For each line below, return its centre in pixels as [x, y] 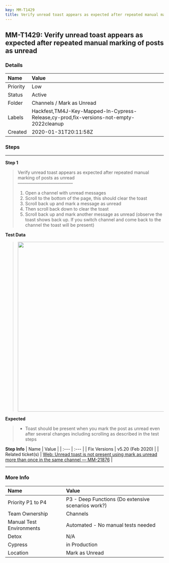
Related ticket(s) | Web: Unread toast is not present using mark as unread [81, 455]
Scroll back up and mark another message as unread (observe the [94, 214]
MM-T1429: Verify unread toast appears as [74, 35]
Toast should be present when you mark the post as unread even [92, 428]
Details [14, 65]
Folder [15, 103]
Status [15, 95]
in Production [82, 544]
